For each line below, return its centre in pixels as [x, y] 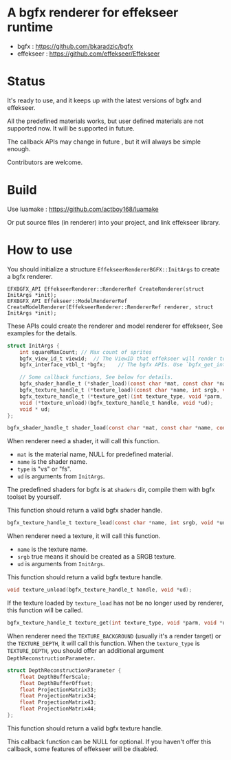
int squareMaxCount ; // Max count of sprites [86, 352]
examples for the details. [42, 333]
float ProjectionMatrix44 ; [58, 709]
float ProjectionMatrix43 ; [58, 702]
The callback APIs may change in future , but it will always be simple [104, 142]
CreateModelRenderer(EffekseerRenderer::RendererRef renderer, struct [110, 307]
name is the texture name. [52, 549]
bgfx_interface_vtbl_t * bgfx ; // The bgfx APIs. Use [101, 365]
